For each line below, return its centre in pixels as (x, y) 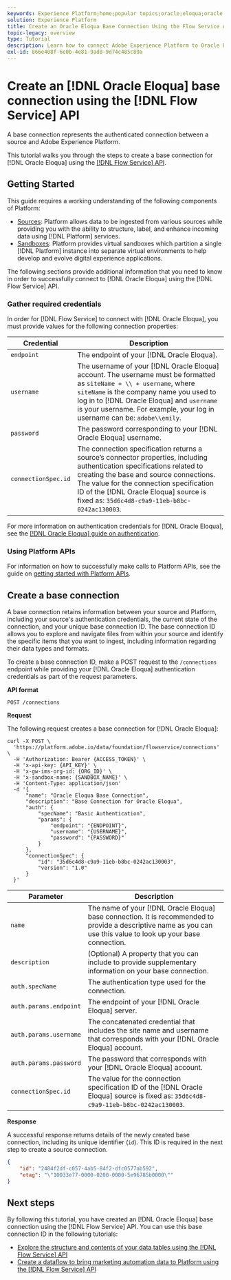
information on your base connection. (148, 971)
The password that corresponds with (147, 1059)
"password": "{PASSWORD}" (88, 838)
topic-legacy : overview (41, 33)
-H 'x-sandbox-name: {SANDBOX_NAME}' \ (70, 778)
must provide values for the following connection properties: (93, 326)
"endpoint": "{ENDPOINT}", (89, 826)
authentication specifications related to (140, 466)
